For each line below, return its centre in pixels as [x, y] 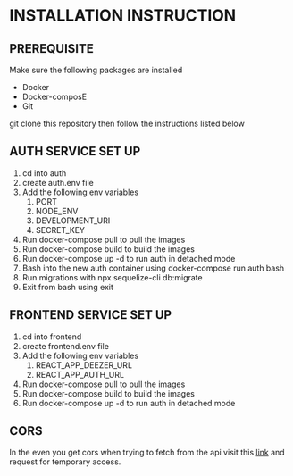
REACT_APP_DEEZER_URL [84, 365]
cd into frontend [52, 337]
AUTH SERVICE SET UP [75, 151]
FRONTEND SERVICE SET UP [91, 315]
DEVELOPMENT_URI [73, 221]
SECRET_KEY [60, 230]
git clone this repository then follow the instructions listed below [127, 123]
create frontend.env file [66, 346]
